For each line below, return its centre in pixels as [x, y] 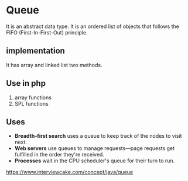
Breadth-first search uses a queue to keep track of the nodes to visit [98, 136]
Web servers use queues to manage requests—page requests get [94, 148]
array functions [33, 98]
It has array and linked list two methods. [54, 65]
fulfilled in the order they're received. [59, 155]
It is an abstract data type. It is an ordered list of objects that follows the [93, 26]
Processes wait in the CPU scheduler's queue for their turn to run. [95, 161]
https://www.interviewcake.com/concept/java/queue [70, 172]
